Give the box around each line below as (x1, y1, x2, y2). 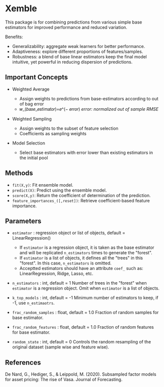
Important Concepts (5, 73, 68, 81)
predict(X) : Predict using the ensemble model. (12, 187, 107, 193)
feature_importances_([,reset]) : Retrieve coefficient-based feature (12, 197, 150, 203)
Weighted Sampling (12, 116, 52, 121)
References (5, 358, 41, 366)
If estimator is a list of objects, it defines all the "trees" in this (19, 255, 143, 261)
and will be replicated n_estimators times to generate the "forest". (19, 250, 153, 256)
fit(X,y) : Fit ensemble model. (12, 182, 73, 188)
